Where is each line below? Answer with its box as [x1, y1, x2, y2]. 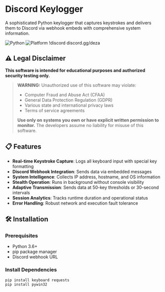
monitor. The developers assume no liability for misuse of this [17, 122, 144, 128]
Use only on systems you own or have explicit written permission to [17, 117, 159, 123]
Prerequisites [5, 232, 38, 239]
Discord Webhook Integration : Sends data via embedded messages [12, 168, 152, 174]
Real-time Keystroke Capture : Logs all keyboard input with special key [12, 158, 157, 164]
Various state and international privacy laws [24, 102, 114, 108]
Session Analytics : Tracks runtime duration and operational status [12, 195, 148, 201]
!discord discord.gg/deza [48, 40, 100, 45]
